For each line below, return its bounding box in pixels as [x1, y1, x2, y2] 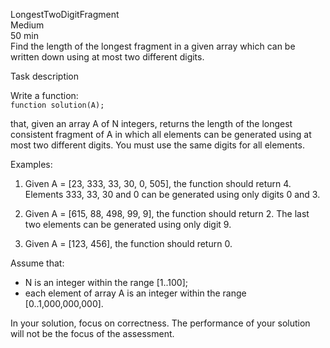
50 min [10, 30, 40, 41]
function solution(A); [10, 100, 105, 110]
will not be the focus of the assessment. [10, 328, 175, 339]
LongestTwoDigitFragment [10, 9, 120, 20]
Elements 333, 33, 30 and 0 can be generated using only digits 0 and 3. [24, 189, 321, 200]
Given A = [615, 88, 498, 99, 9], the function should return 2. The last [24, 208, 310, 219]
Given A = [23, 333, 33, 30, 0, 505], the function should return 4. [24, 178, 292, 189]
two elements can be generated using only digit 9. [24, 219, 232, 230]
